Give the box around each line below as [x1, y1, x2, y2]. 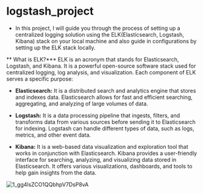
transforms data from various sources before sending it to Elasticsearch [15, 118, 196, 126]
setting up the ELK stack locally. [15, 44, 96, 51]
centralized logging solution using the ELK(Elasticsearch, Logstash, [15, 31, 185, 38]
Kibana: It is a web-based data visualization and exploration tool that [15, 143, 188, 150]
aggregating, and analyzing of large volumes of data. [15, 99, 148, 107]
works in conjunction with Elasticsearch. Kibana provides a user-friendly [15, 149, 197, 157]
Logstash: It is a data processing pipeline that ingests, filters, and [15, 112, 180, 119]
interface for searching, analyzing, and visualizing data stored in [15, 156, 177, 163]
